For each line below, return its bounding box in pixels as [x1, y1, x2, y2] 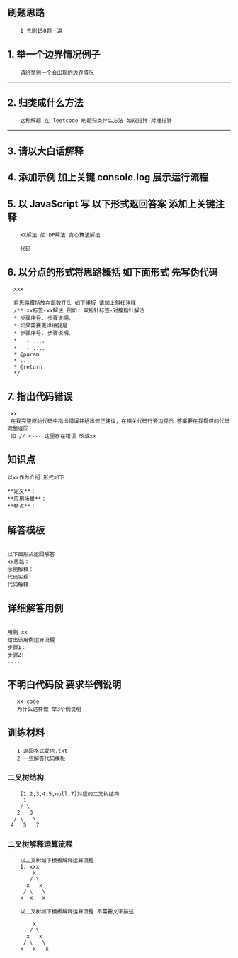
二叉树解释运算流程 [7, 839, 73, 849]
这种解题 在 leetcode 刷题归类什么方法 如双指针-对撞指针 [20, 117, 172, 124]
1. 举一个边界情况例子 [7, 48, 101, 60]
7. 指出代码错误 [7, 391, 73, 403]
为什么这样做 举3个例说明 [16, 705, 81, 712]
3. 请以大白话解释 [7, 145, 84, 157]
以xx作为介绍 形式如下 [7, 474, 65, 481]
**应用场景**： [7, 496, 47, 503]
